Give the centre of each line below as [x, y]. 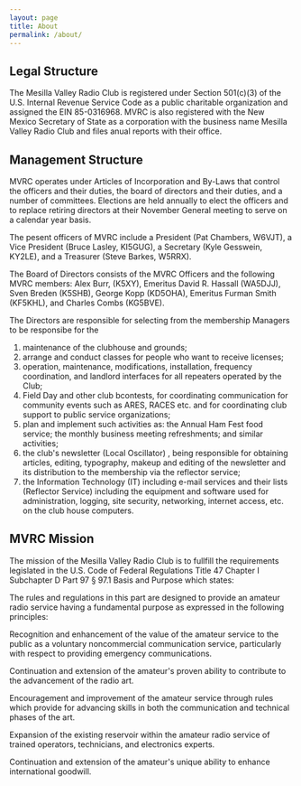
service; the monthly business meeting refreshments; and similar [143, 434]
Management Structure [76, 159]
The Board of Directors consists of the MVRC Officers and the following [142, 274]
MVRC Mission [52, 539]
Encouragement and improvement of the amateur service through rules [141, 697]
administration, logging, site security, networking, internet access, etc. [153, 501]
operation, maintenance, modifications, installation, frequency [137, 366]
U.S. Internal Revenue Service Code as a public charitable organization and [149, 103]
